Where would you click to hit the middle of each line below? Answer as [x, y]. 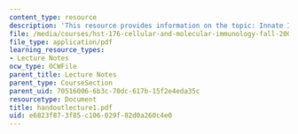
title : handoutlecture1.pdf [61, 108]
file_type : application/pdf [61, 42]
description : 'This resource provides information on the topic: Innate [146, 26]
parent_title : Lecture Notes [63, 75]
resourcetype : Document [53, 99]
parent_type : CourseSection [61, 83]
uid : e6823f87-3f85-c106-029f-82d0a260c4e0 [91, 115]
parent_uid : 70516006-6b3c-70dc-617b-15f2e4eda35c [105, 91]
